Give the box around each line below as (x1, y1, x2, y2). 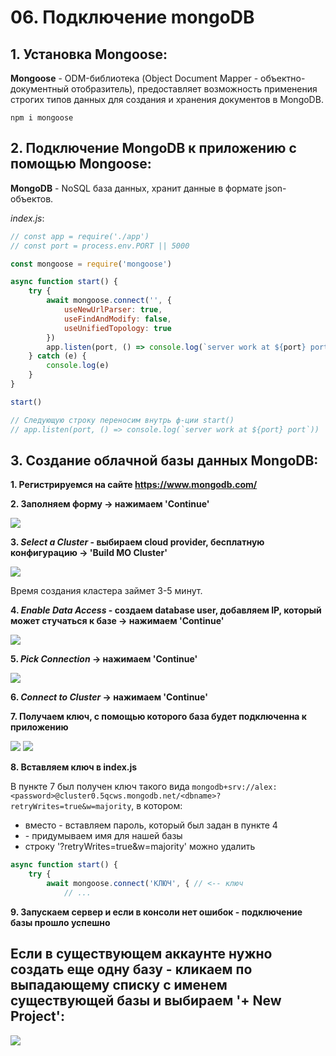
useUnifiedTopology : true (63, 323, 172, 333)
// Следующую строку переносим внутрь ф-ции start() (10, 415, 235, 425)
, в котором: (131, 800, 183, 812)
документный (10, 83, 69, 95)
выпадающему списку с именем (10, 977, 228, 994)
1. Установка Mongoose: (10, 46, 168, 63)
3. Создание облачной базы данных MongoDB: (10, 452, 319, 469)
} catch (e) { (28, 351, 87, 361)
